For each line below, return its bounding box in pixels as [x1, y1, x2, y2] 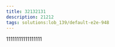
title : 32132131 [6, 8, 46, 15]
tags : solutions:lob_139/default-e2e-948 [6, 19, 110, 25]
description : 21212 [6, 14, 54, 20]
